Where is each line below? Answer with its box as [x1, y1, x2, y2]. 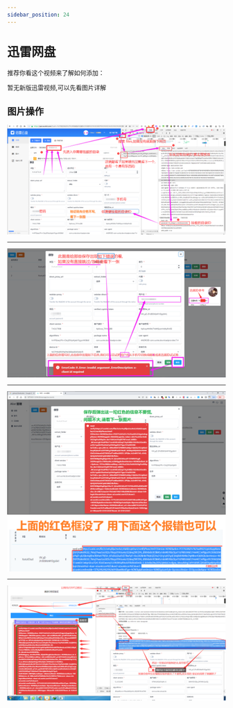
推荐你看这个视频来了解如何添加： [7, 68, 105, 76]
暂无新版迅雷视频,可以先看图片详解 [7, 83, 107, 92]
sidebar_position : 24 [7, 11, 70, 18]
